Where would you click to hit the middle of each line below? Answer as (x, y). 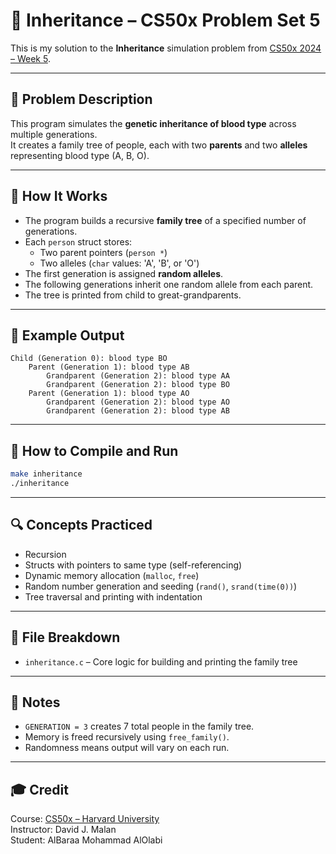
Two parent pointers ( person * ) (103, 252)
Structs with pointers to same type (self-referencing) (133, 565)
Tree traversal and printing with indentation (113, 596)
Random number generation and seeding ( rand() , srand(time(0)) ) (161, 586)
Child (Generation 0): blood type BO (89, 359)
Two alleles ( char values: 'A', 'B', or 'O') (119, 263)
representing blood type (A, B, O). (80, 155)
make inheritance (46, 474)
